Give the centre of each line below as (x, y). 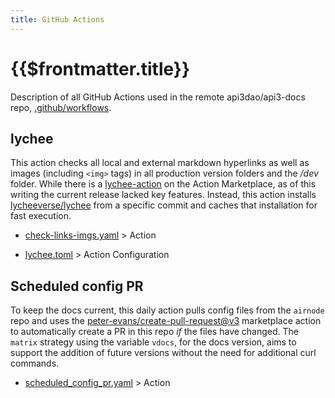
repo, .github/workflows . (61, 107)
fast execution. (41, 216)
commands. (35, 363)
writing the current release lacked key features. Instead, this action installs (163, 195)
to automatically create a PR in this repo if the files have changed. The (154, 332)
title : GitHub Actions (57, 19)
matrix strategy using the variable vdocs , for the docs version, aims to (153, 342)
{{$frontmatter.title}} (100, 68)
